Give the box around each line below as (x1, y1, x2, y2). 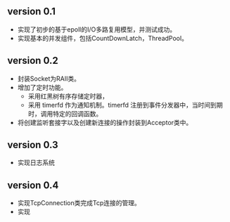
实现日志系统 (17, 158, 55, 167)
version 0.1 (7, 6, 56, 18)
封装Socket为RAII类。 (17, 74, 81, 83)
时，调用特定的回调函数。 (27, 109, 103, 118)
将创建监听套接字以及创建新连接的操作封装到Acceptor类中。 (17, 118, 193, 126)
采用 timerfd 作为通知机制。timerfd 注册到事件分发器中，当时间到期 (27, 100, 223, 109)
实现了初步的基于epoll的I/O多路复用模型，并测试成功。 (17, 25, 177, 34)
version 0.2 (7, 55, 58, 67)
